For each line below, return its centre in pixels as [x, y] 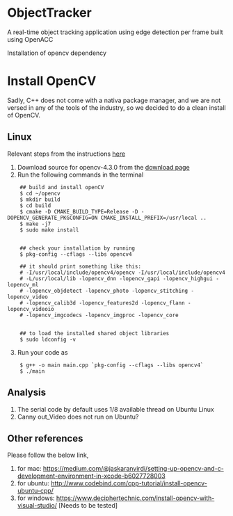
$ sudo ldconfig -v [48, 339]
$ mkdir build [40, 200]
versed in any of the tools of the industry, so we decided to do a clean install [116, 107]
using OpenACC [30, 39]
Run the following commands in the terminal [80, 175]
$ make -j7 [35, 224]
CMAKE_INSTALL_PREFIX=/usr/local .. [154, 218]
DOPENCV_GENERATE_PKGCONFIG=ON [53, 218]
